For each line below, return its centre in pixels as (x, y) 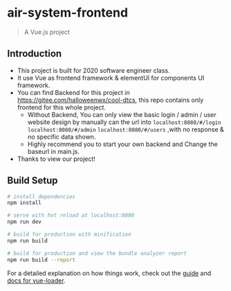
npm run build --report (41, 260)
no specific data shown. (62, 136)
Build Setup (33, 180)
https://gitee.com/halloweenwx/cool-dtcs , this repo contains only (110, 100)
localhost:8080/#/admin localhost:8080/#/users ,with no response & (126, 129)
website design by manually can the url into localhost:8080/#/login (124, 122)
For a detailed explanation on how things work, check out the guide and (109, 273)
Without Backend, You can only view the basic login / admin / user (122, 114)
